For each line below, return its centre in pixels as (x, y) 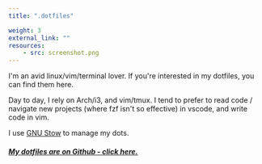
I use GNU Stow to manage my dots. (69, 133)
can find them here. (41, 85)
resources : (27, 45)
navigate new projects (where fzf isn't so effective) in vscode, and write (128, 109)
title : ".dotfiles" (41, 16)
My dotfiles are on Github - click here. (73, 151)
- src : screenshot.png (61, 53)
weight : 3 (25, 30)
